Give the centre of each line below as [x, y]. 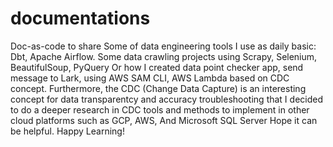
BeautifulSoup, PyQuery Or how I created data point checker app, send [157, 67]
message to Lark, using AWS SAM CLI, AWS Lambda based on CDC [150, 78]
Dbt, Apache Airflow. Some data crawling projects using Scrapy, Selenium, [164, 56]
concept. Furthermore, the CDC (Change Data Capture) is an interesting [158, 88]
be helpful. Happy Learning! [67, 131]
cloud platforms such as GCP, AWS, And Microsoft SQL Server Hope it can [164, 120]
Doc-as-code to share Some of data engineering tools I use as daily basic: [163, 46]
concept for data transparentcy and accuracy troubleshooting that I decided [167, 99]
